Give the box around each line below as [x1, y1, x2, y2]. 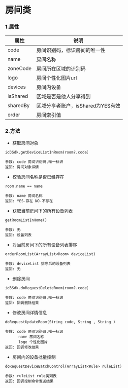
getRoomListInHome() [5, 218, 48, 223]
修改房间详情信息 [12, 310, 47, 315]
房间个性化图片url [36, 75, 77, 81]
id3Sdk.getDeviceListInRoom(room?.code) [5, 150, 90, 155]
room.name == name [5, 184, 43, 189]
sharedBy [7, 102, 30, 109]
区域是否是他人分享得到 [36, 93, 91, 100]
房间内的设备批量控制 [12, 354, 56, 360]
